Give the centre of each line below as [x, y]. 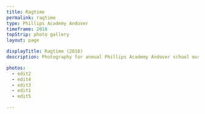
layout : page [23, 40]
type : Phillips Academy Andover [47, 23]
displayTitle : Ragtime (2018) [45, 52]
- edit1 [22, 91]
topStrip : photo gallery [38, 35]
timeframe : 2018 [27, 29]
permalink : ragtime [31, 18]
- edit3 [22, 85]
